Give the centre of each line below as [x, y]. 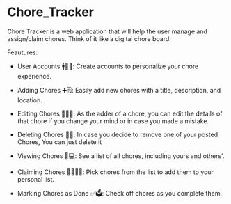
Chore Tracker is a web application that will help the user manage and [107, 31]
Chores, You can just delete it [59, 142]
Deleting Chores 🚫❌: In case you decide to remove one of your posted [117, 134]
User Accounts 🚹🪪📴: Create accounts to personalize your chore [108, 66]
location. [30, 100]
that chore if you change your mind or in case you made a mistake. [113, 121]
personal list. [35, 179]
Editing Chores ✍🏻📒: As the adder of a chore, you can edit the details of [120, 113]
